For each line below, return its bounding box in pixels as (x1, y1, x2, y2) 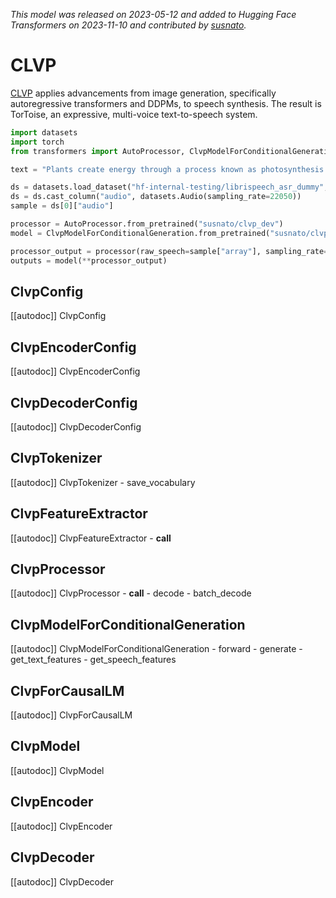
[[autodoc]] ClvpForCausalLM (10, 709, 133, 721)
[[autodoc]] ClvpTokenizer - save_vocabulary (10, 476, 196, 488)
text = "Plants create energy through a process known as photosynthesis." (10, 164, 333, 174)
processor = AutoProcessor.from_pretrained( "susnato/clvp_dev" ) (10, 219, 284, 229)
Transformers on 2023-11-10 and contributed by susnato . (10, 19, 247, 31)
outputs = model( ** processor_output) (10, 255, 168, 266)
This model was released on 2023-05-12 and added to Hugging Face (10, 9, 297, 20)
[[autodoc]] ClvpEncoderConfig (10, 365, 141, 378)
